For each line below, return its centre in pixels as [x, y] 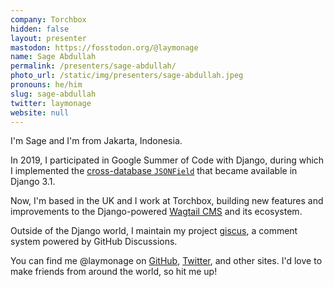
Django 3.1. [33, 182]
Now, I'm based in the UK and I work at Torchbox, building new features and [167, 201]
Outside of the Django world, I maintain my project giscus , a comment [154, 231]
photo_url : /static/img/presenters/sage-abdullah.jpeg [127, 76]
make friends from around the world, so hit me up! [114, 272]
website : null [40, 112]
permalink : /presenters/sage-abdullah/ [93, 66]
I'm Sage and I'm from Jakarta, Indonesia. [96, 141]
